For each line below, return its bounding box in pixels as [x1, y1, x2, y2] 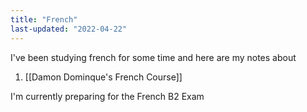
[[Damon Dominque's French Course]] [24, 71, 183, 83]
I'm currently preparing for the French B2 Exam [10, 90, 205, 102]
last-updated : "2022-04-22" [10, 24, 128, 34]
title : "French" [10, 14, 78, 25]
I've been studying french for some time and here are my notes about [10, 51, 297, 63]
